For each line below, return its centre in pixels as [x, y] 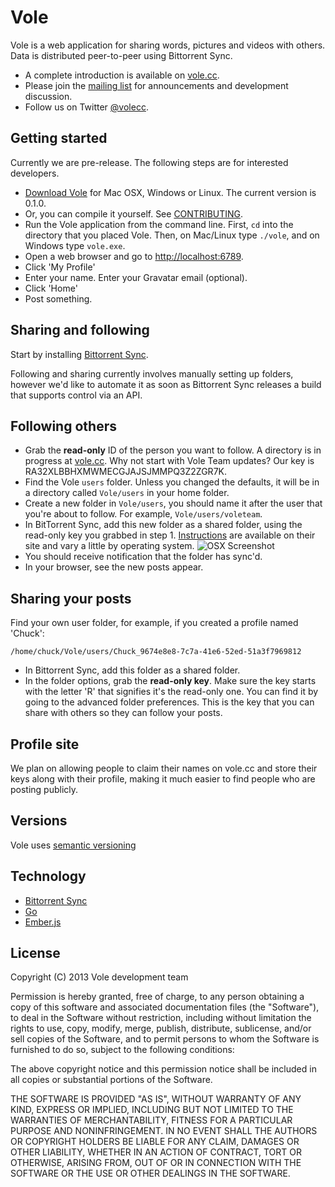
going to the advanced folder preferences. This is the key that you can [169, 702]
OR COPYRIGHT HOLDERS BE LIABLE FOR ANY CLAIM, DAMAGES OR [155, 1142]
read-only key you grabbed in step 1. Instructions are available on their [170, 535]
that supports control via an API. [76, 395]
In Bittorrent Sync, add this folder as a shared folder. [132, 670]
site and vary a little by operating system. [109, 546]
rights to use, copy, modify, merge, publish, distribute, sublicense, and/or [161, 1028]
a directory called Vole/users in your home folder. [127, 493]
